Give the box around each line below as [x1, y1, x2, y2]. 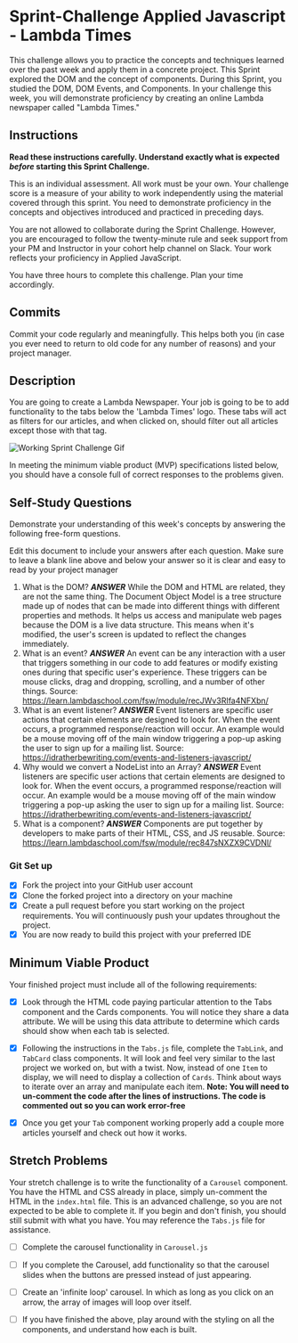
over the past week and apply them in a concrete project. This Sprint [9, 64, 261, 75]
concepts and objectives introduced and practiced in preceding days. [9, 207, 264, 217]
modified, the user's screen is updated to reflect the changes [21, 629, 247, 640]
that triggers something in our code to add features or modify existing [21, 658, 278, 668]
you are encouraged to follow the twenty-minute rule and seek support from [9, 233, 288, 244]
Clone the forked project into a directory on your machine [21, 889, 233, 901]
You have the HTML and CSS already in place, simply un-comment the [9, 1186, 268, 1197]
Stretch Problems [9, 1153, 109, 1168]
